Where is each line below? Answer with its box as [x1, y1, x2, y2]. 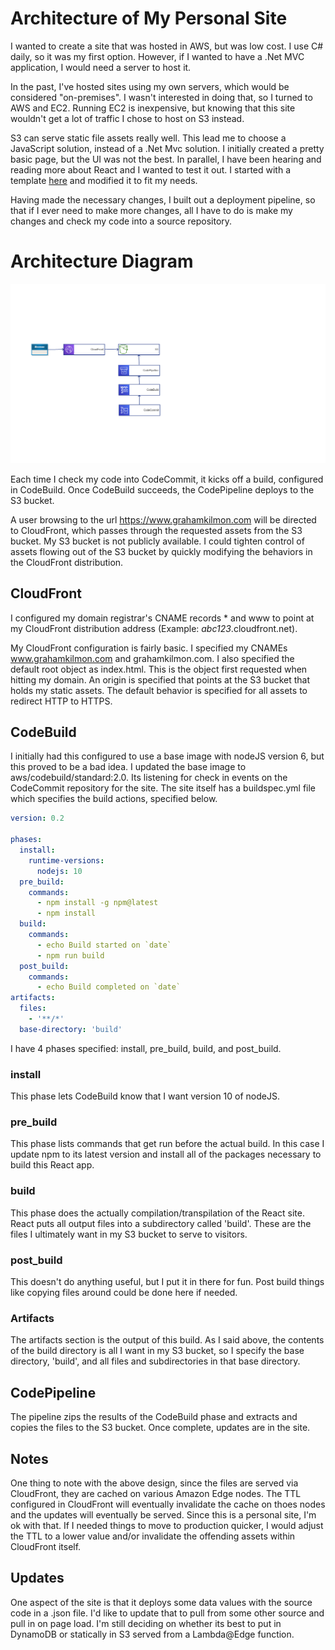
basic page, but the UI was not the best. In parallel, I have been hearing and [10, 153, 322, 165]
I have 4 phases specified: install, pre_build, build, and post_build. [10, 1042, 282, 1054]
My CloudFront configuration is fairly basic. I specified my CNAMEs [10, 642, 288, 654]
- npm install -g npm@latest [36, 898, 159, 908]
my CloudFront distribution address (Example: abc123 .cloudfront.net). [10, 622, 298, 634]
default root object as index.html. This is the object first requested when [10, 663, 308, 675]
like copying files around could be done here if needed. [10, 1287, 238, 1298]
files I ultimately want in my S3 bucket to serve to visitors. [10, 1228, 248, 1240]
